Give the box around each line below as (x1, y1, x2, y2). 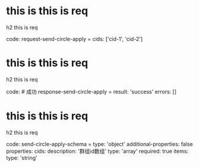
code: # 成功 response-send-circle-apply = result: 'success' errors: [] (6, 88, 177, 95)
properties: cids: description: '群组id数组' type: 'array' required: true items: (6, 147, 189, 155)
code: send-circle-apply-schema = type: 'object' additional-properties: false (6, 140, 193, 147)
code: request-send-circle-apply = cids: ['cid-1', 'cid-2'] (6, 35, 143, 42)
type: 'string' (6, 154, 37, 161)
